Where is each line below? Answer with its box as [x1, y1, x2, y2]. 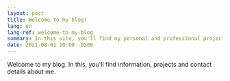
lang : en [7, 22, 32, 29]
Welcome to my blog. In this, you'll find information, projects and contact [7, 61, 212, 68]
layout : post [7, 10, 44, 17]
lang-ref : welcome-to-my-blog [7, 29, 94, 36]
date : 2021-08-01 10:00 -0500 [7, 42, 94, 48]
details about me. [7, 67, 56, 76]
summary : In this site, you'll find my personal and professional [7, 35, 201, 42]
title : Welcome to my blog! [7, 16, 88, 23]
